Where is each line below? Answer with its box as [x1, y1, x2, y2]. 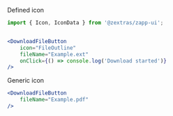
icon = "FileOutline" [20, 44, 77, 51]
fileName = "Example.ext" [20, 51, 89, 58]
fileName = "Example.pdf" [20, 97, 89, 103]
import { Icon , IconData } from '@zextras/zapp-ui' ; [7, 19, 164, 26]
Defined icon [7, 6, 44, 14]
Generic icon [7, 76, 44, 85]
